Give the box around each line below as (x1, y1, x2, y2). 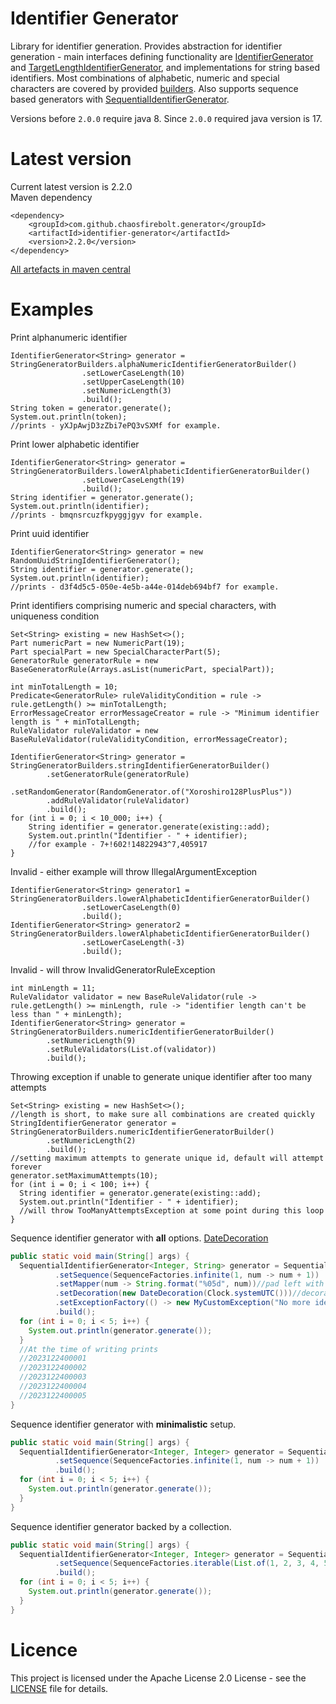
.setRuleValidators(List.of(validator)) (46, 1044, 217, 1054)
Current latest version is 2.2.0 (10, 180, 133, 192)
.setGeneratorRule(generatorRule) (46, 769, 190, 779)
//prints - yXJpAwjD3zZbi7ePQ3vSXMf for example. (10, 420, 222, 431)
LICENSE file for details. (10, 1682, 109, 1694)
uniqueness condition (10, 610, 100, 622)
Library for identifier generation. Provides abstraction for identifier (10, 40, 283, 52)
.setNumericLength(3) (81, 385, 172, 396)
